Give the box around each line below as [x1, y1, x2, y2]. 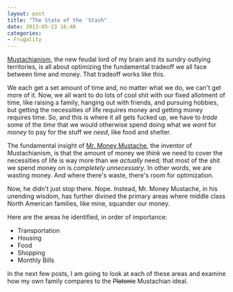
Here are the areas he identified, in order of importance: [7, 213, 168, 222]
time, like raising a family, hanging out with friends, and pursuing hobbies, [7, 98, 219, 107]
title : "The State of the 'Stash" [7, 17, 108, 24]
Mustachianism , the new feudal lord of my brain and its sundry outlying [7, 55, 211, 63]
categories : [7, 29, 42, 37]
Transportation [17, 226, 61, 235]
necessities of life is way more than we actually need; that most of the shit [7, 156, 220, 164]
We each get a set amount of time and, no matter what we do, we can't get [7, 84, 221, 92]
